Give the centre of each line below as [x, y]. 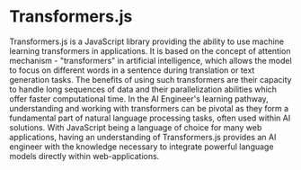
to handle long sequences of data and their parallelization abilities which [143, 89]
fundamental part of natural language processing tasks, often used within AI [150, 118]
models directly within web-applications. [84, 156]
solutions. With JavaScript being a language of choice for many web [136, 127]
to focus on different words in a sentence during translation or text [132, 70]
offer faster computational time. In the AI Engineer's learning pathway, [139, 98]
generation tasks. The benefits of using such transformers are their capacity [150, 79]
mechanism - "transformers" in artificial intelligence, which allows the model [150, 60]
